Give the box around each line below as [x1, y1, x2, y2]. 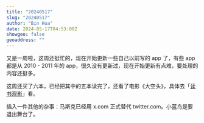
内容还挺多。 [6, 70, 38, 76]
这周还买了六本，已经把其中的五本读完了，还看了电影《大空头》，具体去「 [6, 82, 191, 90]
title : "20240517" [6, 8, 53, 15]
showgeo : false [6, 32, 45, 38]
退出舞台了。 [6, 110, 38, 118]
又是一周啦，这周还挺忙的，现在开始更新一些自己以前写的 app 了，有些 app [6, 55, 195, 61]
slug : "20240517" [6, 15, 51, 21]
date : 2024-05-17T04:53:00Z [6, 25, 78, 32]
